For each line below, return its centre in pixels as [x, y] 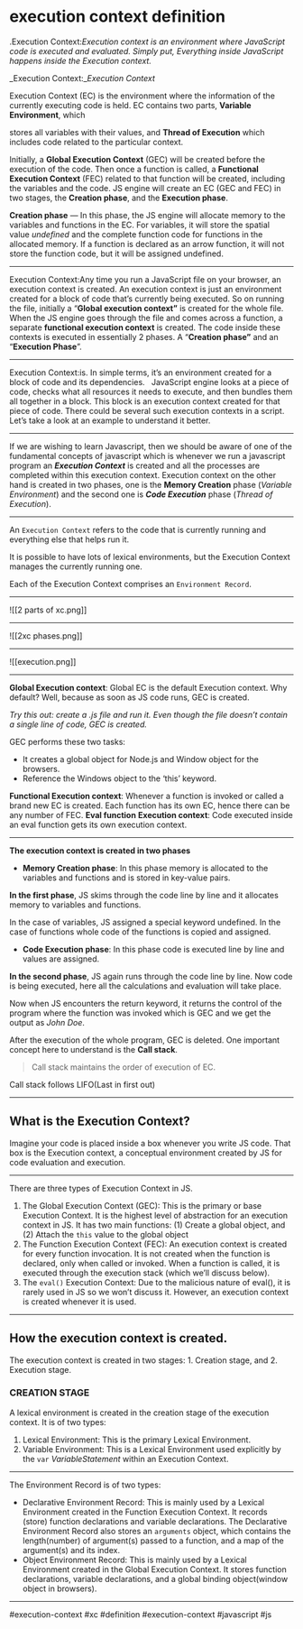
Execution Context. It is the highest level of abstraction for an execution [155, 1215]
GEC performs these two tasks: [68, 741]
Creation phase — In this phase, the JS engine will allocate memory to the [147, 215]
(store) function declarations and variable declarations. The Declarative [155, 1521]
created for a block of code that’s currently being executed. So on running [147, 299]
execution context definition [117, 17]
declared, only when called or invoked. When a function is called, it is [151, 1263]
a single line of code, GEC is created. [78, 724]
